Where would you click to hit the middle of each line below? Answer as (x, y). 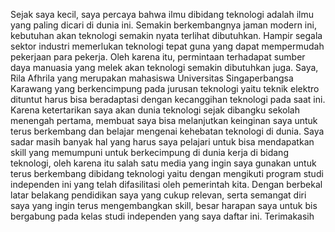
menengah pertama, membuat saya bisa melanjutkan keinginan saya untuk (164, 120)
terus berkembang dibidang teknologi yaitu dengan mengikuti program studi (167, 173)
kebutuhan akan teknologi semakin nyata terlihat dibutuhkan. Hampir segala (166, 35)
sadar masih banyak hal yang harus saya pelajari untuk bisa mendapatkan (162, 142)
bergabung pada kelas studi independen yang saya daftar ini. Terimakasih (162, 216)
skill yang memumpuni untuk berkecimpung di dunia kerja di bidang (149, 152)
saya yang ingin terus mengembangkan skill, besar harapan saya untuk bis (164, 205)
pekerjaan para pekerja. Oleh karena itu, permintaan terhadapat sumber (158, 57)
